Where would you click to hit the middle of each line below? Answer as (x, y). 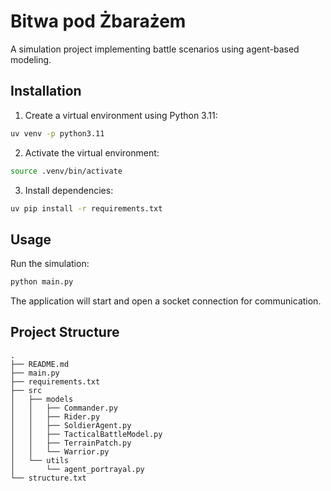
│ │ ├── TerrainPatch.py (71, 443)
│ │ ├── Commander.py (64, 408)
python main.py (42, 282)
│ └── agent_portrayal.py (77, 469)
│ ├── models (42, 399)
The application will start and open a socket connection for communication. (166, 301)
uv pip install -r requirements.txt (86, 208)
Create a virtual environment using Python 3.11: (121, 115)
